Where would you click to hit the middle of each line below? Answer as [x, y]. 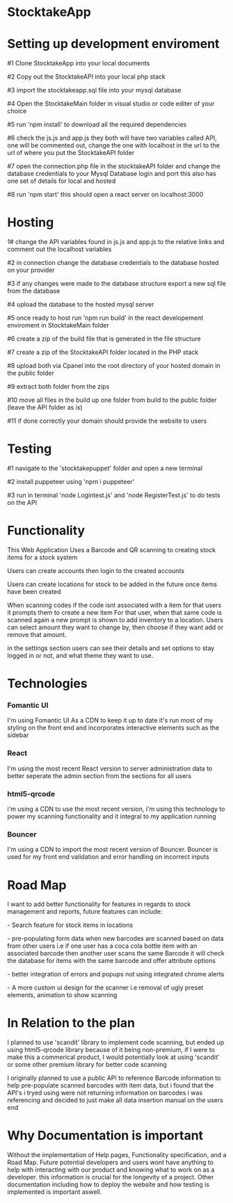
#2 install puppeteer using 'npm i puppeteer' [71, 482]
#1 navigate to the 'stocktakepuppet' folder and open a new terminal [105, 468]
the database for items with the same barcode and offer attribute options [111, 961]
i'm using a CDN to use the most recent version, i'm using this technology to [116, 809]
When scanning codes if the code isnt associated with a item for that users [114, 605]
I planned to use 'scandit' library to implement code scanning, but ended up [116, 1042]
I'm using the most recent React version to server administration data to [110, 768]
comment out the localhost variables [59, 249]
